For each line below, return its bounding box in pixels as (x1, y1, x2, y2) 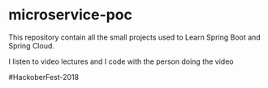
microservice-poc (8, 6, 132, 24)
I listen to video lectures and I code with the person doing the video (8, 57, 234, 66)
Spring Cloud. (8, 40, 55, 50)
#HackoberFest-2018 (8, 72, 80, 82)
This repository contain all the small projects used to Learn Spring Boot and (8, 32, 262, 42)
